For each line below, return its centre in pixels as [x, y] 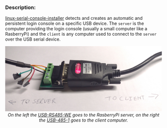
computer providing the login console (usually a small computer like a [76, 29]
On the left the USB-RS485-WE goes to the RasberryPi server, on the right [83, 115]
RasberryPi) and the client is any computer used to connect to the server [81, 34]
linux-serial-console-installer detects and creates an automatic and [74, 18]
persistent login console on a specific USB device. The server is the [75, 23]
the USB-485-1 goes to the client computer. [83, 120]
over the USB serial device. [33, 39]
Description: [20, 7]
